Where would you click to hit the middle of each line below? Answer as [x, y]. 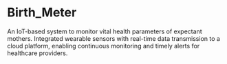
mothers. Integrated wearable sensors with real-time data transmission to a [113, 38]
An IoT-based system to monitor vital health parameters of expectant [105, 31]
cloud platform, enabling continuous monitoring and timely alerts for [104, 46]
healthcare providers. [37, 53]
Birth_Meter [42, 13]
